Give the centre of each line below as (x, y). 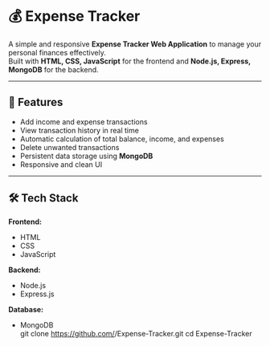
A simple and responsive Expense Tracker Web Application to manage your (135, 44)
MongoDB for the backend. (53, 69)
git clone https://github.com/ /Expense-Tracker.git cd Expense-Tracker (136, 333)
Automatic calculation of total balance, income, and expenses (122, 139)
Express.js (37, 294)
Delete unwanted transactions (70, 147)
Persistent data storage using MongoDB (86, 156)
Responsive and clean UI (61, 164)
